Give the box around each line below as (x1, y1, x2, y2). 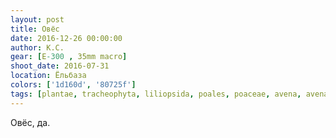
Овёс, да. (10, 116, 51, 128)
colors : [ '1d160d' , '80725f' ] (10, 80, 137, 90)
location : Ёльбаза (10, 71, 87, 81)
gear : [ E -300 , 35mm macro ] (10, 52, 128, 62)
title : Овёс (10, 24, 60, 34)
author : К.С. (10, 42, 65, 53)
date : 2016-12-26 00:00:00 (10, 33, 123, 43)
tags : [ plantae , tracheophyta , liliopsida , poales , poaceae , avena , (10, 89, 302, 99)
